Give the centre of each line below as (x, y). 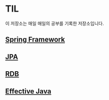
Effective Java (28, 91)
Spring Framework (35, 40)
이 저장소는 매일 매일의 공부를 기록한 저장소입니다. (55, 23)
